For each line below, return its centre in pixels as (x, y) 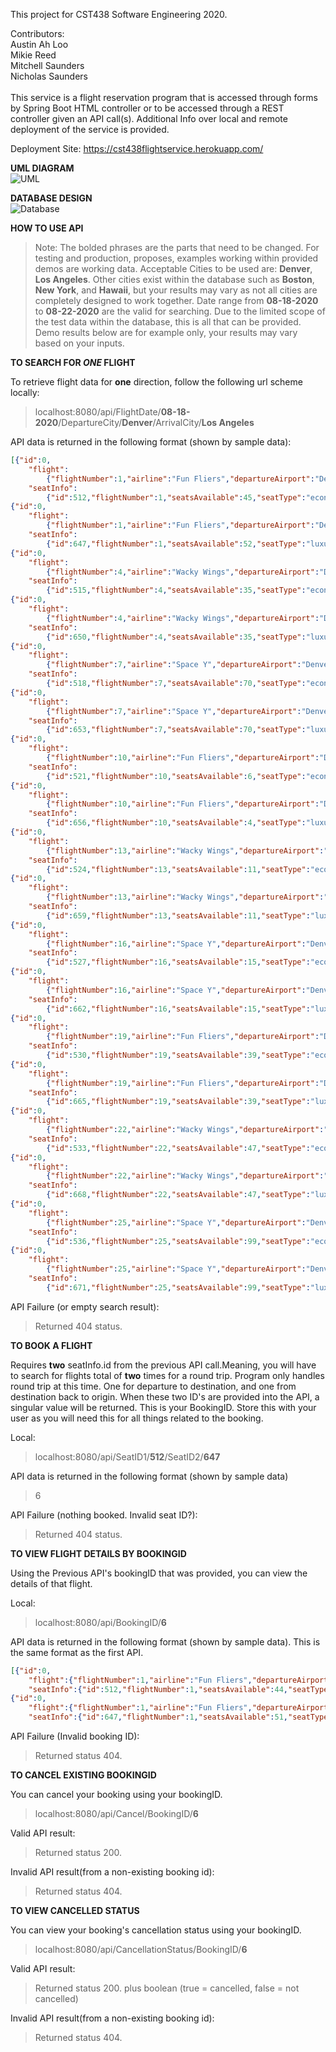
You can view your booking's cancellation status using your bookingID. (156, 1930)
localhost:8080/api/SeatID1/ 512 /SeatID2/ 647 (127, 1456)
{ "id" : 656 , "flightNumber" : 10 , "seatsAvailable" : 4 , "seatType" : (176, 823)
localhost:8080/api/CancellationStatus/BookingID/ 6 (141, 1949)
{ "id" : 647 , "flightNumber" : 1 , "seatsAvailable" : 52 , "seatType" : (176, 544)
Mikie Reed (33, 55)
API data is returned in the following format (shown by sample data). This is (165, 1641)
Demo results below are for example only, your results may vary (166, 332)
